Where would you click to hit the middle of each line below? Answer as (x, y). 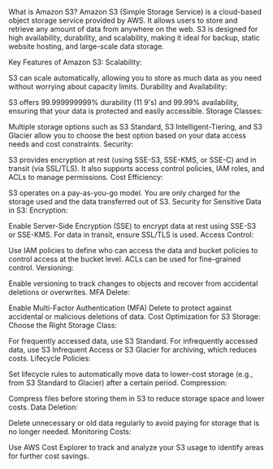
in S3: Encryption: (38, 210)
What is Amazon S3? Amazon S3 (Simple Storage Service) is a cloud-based (135, 12)
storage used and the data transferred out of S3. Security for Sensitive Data (135, 202)
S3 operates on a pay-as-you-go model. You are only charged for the (124, 193)
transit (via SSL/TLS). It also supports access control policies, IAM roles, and (136, 169)
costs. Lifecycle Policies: (50, 358)
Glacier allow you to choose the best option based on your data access (127, 135)
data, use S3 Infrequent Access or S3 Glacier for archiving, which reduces (133, 350)
